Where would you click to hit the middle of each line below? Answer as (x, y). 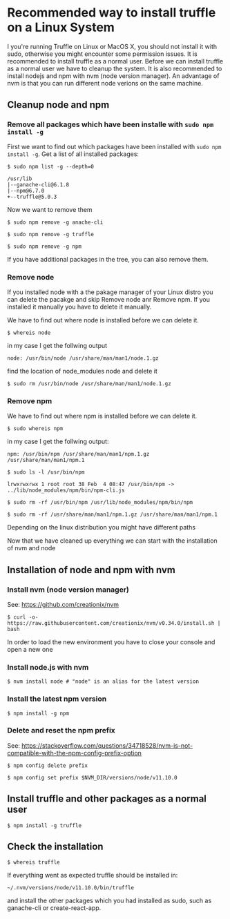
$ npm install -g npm (38, 713)
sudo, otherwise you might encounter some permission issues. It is (103, 54)
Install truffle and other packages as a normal (107, 799)
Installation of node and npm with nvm (92, 570)
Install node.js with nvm (48, 667)
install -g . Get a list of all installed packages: (73, 154)
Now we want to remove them (50, 209)
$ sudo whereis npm (35, 429)
